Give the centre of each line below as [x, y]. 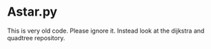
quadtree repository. [36, 37]
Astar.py [32, 12]
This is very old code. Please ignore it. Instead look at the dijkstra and [106, 31]
